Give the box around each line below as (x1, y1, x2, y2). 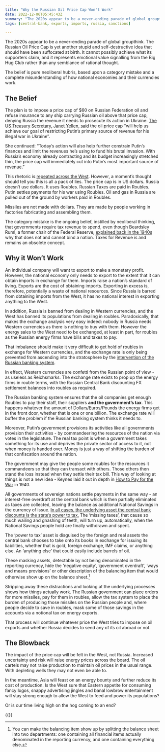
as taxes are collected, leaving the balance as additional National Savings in (5, 501, 158, 507)
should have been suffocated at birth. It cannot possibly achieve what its (5, 49, 152, 55)
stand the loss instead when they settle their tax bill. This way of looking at (5, 471, 156, 477)
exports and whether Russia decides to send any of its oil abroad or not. (5, 624, 151, 630)
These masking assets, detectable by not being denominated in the (5, 557, 141, 563)
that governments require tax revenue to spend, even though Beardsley (5, 224, 150, 230)
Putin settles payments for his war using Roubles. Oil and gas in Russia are (5, 189, 156, 195)
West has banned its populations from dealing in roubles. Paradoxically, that (5, 313, 159, 319)
